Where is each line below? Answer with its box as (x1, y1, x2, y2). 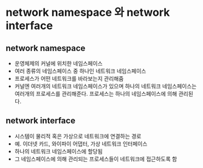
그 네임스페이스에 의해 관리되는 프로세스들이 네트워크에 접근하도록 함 (14, 155, 177, 163)
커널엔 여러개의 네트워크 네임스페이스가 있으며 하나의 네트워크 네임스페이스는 (14, 82, 197, 90)
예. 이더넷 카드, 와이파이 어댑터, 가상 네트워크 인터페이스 (14, 140, 148, 147)
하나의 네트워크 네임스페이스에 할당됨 (14, 147, 103, 155)
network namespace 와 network (5, 5, 170, 19)
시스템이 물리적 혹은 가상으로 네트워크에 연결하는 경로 (14, 132, 142, 139)
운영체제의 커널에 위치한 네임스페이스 (14, 60, 103, 67)
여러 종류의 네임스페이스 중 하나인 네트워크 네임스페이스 (14, 67, 146, 75)
